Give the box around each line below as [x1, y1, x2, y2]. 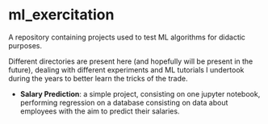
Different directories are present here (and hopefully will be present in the [8, 56, 253, 66]
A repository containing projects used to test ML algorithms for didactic [8, 32, 246, 42]
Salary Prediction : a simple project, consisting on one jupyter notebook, [19, 89, 261, 98]
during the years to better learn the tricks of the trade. [8, 73, 188, 83]
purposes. [8, 40, 43, 50]
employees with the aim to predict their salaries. [19, 106, 180, 116]
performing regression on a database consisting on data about [19, 97, 228, 107]
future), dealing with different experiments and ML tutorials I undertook [8, 64, 245, 74]
